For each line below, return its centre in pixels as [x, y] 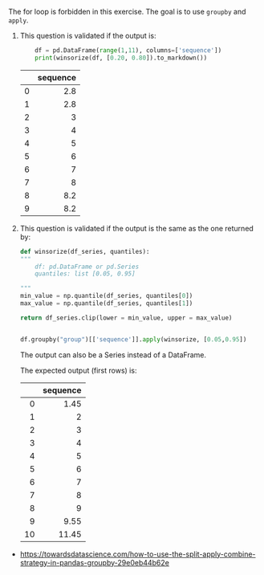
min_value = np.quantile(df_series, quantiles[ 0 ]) [106, 296]
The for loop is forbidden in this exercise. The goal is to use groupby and [127, 12]
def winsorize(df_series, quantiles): [85, 251]
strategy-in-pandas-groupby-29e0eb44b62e [95, 562]
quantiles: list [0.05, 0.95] [85, 274]
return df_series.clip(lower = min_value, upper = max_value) [126, 318]
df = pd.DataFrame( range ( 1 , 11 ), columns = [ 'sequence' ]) [128, 51]
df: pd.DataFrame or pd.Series [87, 267]
